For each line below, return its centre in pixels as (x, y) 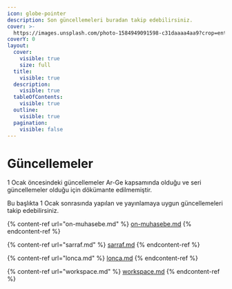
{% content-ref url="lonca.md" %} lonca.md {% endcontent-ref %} (103, 258)
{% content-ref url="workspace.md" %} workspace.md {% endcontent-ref (114, 272)
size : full (35, 65)
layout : (18, 46)
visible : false (41, 129)
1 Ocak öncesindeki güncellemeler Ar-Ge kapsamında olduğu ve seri (104, 183)
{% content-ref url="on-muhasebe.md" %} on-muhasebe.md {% (99, 224)
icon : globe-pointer (37, 13)
